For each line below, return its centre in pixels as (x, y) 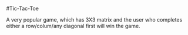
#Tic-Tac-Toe (23, 8)
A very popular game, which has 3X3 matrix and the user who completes (94, 20)
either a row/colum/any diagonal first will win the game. (73, 26)
